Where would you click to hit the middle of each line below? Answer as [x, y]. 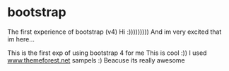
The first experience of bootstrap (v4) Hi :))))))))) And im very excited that [114, 32]
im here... [21, 39]
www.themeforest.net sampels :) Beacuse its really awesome [96, 60]
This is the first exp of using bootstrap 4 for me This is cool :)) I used [107, 53]
